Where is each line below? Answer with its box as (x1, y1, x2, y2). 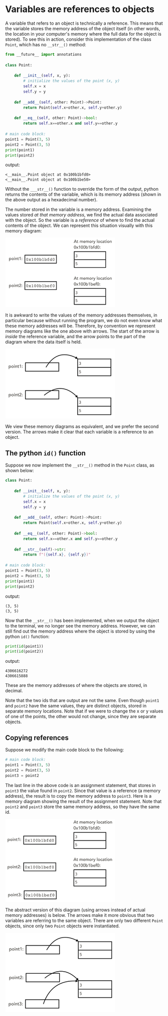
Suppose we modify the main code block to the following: (5, 747, 124, 753)
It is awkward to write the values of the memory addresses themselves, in (5, 312, 157, 318)
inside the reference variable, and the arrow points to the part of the (5, 333, 145, 339)
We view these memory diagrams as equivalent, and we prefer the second (5, 424, 159, 430)
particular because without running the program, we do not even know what (5, 317, 162, 323)
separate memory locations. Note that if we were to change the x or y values (5, 708, 163, 714)
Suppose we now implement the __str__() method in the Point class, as (5, 462, 154, 468)
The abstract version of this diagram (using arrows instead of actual (5, 907, 145, 913)
